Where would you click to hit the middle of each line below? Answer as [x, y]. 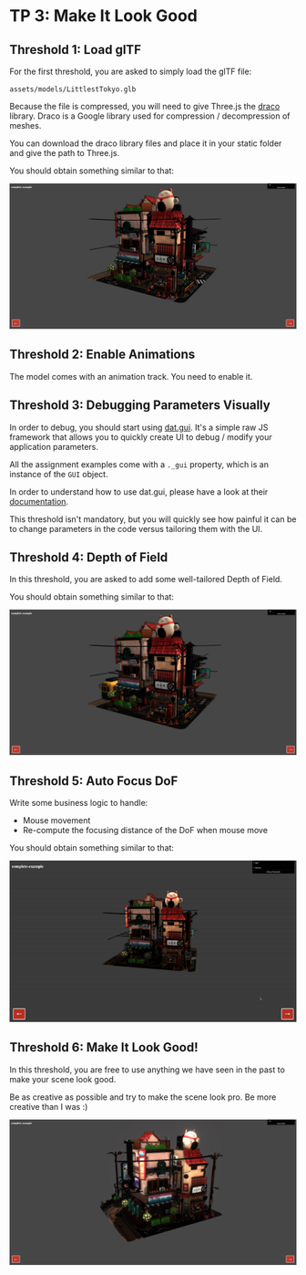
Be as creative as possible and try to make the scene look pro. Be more [143, 1097]
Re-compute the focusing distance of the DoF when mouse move [145, 831]
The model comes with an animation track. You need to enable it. [131, 376]
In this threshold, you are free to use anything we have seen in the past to [147, 1070]
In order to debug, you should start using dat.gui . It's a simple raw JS [139, 427]
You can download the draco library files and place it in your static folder [146, 143]
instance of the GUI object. [59, 474]
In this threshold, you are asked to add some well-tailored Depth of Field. [146, 580]
